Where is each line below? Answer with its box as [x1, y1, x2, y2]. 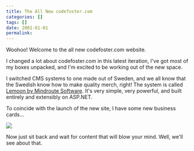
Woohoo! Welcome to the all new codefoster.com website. [6, 46, 146, 53]
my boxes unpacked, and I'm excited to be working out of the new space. [6, 64, 183, 71]
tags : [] [6, 19, 27, 25]
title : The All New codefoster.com [6, 8, 93, 15]
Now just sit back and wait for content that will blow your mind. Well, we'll [6, 134, 183, 141]
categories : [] [6, 14, 43, 20]
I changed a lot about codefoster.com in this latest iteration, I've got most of [6, 58, 189, 65]
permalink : [6, 30, 33, 36]
